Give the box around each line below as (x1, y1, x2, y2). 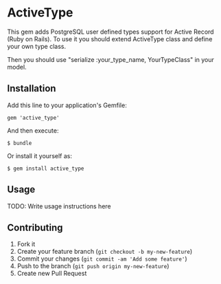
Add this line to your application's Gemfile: (7, 101, 127, 109)
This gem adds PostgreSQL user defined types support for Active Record (7, 28, 214, 36)
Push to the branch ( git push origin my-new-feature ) (16, 262, 170, 270)
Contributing (7, 221, 63, 233)
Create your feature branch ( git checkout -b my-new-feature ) (16, 248, 193, 256)
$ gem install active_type (7, 165, 84, 172)
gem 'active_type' (7, 114, 60, 121)
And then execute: (7, 126, 59, 135)
